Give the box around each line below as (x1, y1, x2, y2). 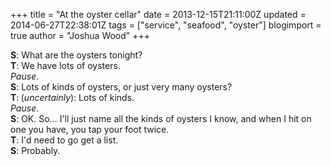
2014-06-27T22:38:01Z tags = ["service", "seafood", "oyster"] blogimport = (10, 19, 322, 31)
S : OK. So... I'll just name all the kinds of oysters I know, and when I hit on (10, 113, 312, 124)
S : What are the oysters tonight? (10, 49, 143, 61)
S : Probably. (10, 145, 61, 156)
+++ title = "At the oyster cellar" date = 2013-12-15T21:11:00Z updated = (10, 9, 307, 20)
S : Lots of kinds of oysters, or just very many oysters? (10, 81, 233, 93)
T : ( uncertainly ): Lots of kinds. (10, 92, 135, 103)
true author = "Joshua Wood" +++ (10, 30, 151, 41)
